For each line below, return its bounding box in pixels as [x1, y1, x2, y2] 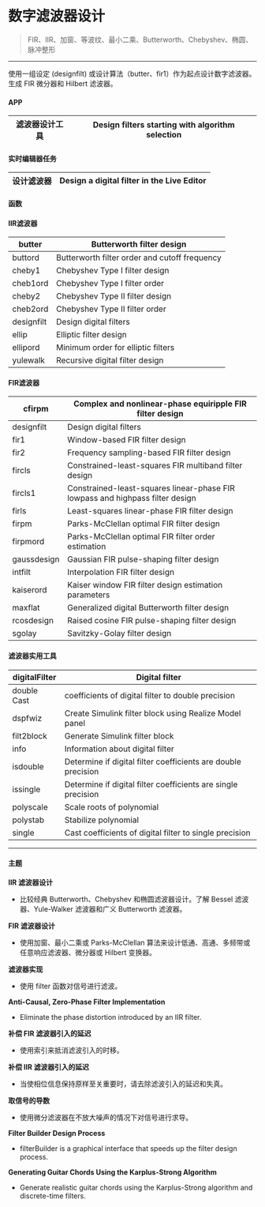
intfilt [12, 566, 32, 577]
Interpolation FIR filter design [66, 566, 175, 577]
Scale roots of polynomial [64, 801, 159, 812]
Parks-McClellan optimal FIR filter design [66, 518, 221, 529]
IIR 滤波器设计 [8, 878, 54, 887]
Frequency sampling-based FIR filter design [66, 447, 231, 458]
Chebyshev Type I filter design [56, 265, 170, 276]
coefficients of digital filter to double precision [64, 690, 235, 701]
